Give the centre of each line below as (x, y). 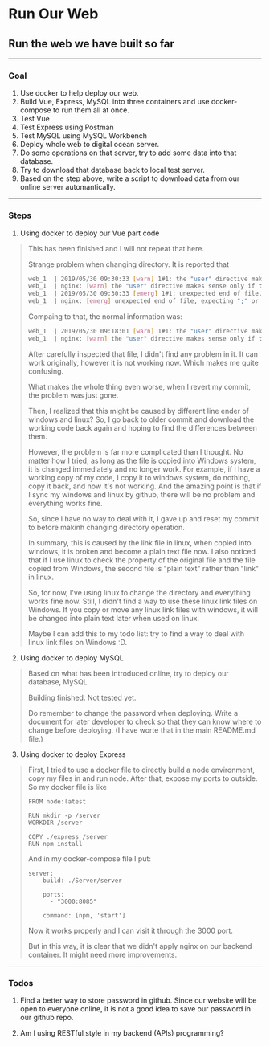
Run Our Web (53, 14)
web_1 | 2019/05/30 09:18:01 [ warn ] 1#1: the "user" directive (138, 331)
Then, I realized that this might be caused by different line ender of (138, 411)
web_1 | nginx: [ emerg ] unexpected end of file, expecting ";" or (143, 301)
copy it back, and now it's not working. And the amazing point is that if (145, 486)
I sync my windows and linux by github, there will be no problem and (141, 494)
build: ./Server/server (82, 881)
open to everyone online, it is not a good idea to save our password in (135, 1009)
